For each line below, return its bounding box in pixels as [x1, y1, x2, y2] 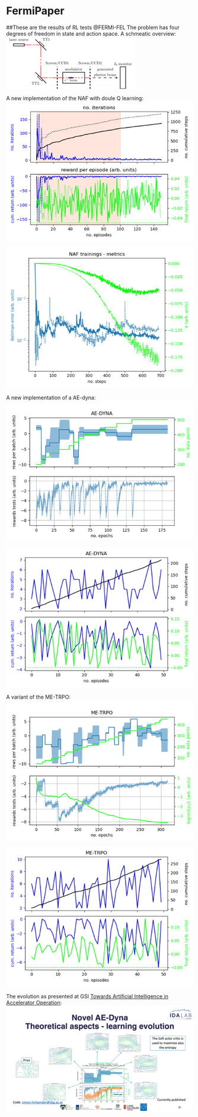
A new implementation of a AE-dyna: [6, 394, 96, 401]
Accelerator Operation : [6, 999, 62, 1006]
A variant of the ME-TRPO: [6, 693, 71, 700]
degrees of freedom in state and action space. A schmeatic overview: [6, 30, 177, 37]
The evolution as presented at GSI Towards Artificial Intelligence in [6, 992, 169, 999]
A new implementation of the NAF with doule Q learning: [6, 94, 144, 101]
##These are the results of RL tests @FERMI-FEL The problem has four [6, 24, 180, 31]
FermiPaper [6, 4, 65, 18]
